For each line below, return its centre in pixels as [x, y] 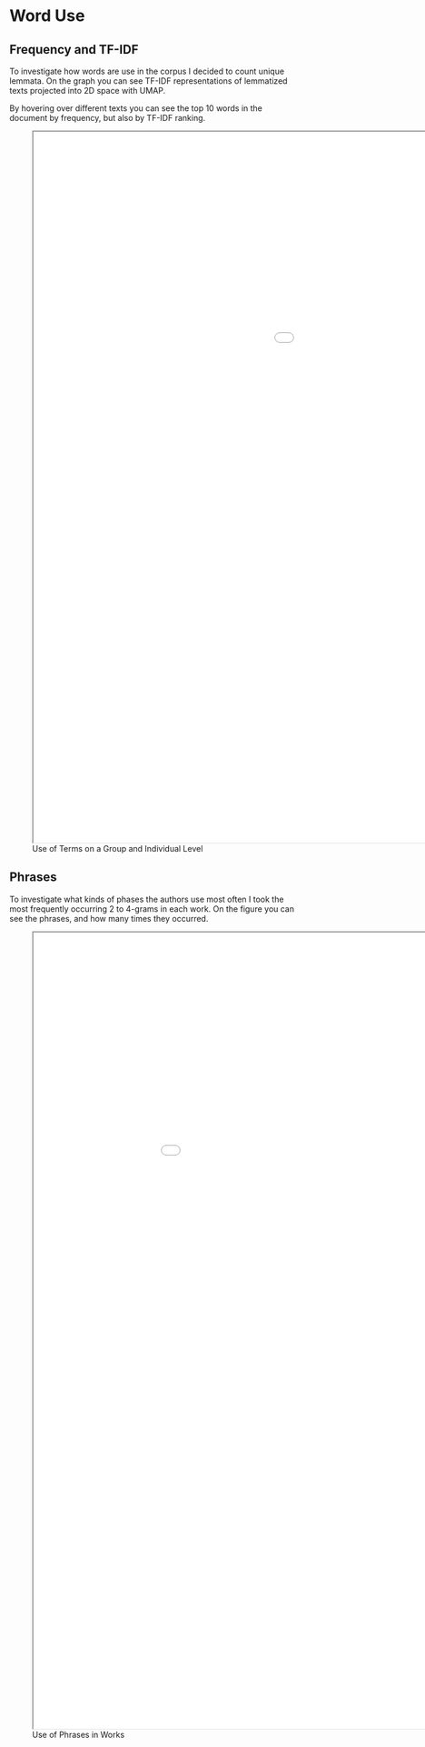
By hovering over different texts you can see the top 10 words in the [136, 108]
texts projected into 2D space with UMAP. [88, 91]
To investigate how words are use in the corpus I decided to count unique [147, 71]
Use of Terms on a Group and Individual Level [118, 848]
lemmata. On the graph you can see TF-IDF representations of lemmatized [148, 81]
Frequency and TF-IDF [74, 50]
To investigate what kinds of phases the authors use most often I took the [147, 899]
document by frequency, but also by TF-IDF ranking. [108, 118]
